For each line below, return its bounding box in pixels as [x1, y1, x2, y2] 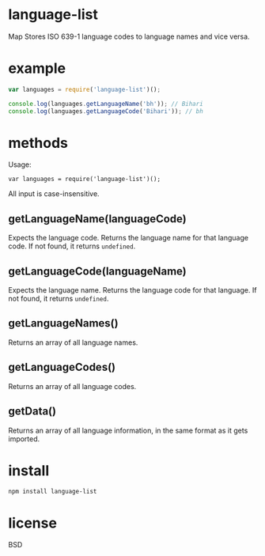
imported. [8, 433, 40, 444]
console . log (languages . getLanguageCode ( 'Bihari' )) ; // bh [8, 107, 203, 115]
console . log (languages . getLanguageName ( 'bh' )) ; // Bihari [8, 100, 203, 108]
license [8, 514, 58, 531]
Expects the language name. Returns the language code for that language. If [8, 286, 257, 295]
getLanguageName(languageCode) [8, 212, 187, 225]
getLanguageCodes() [8, 361, 116, 374]
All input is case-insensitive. [8, 189, 100, 199]
